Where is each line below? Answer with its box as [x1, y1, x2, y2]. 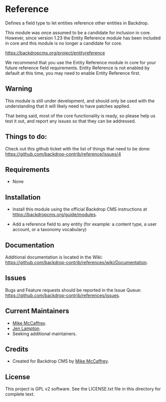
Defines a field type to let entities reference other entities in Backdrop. [5, 20, 149, 26]
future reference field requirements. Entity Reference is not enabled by [5, 65, 150, 71]
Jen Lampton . [12, 325, 41, 331]
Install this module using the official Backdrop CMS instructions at [12, 206, 148, 212]
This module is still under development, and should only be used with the [5, 98, 155, 104]
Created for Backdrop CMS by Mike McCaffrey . [12, 358, 109, 364]
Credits [5, 345, 29, 354]
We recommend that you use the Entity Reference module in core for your [5, 59, 157, 65]
